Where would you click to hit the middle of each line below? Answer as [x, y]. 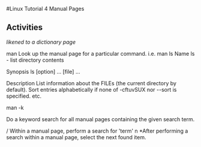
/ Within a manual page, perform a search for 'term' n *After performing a [97, 131]
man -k [15, 107]
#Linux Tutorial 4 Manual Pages [45, 9]
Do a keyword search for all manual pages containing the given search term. [100, 119]
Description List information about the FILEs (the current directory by [91, 83]
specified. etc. [24, 96]
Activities [25, 27]
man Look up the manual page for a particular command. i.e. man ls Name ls [100, 53]
